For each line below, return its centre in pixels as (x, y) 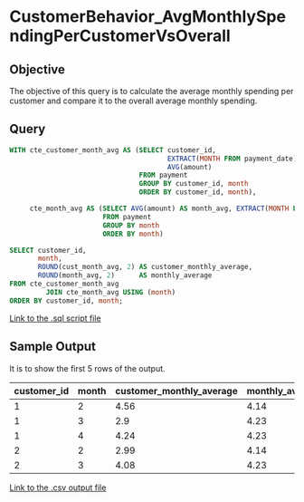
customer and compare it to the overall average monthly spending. (133, 101)
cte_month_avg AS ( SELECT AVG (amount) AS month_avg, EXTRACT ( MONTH (159, 209)
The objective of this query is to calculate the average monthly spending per (152, 91)
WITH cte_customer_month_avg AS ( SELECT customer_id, (113, 150)
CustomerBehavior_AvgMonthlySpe (148, 17)
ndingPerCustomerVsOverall (120, 36)
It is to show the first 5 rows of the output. (87, 368)
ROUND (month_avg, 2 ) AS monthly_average (125, 275)
